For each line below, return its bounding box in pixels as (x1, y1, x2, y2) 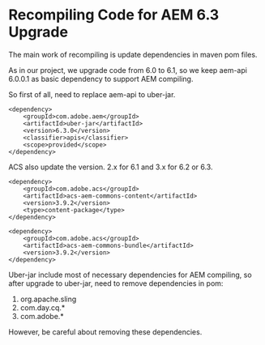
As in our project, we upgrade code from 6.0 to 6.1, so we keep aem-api (8, 65, 247, 75)
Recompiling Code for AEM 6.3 (8, 6, 220, 24)
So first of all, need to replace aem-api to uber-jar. (8, 89, 176, 99)
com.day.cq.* (19, 302, 66, 313)
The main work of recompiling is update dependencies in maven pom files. (8, 49, 258, 59)
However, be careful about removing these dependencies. (8, 326, 203, 337)
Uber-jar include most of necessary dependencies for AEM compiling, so (8, 270, 253, 279)
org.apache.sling (19, 294, 77, 304)
